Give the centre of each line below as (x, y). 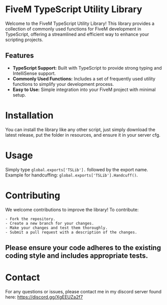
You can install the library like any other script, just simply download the (80, 129)
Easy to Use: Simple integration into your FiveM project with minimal (84, 89)
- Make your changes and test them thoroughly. (57, 228)
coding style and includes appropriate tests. (77, 255)
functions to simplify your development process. (63, 84)
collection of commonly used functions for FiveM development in (73, 28)
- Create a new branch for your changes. (50, 223)
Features (20, 56)
